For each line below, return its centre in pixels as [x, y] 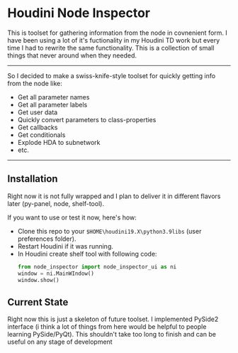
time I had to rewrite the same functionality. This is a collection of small [111, 48]
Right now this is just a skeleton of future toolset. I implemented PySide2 [113, 319]
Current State [38, 302]
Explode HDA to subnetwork [59, 142]
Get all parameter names [53, 97]
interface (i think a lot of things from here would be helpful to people [107, 327]
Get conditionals [41, 135]
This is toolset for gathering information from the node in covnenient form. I [118, 33]
